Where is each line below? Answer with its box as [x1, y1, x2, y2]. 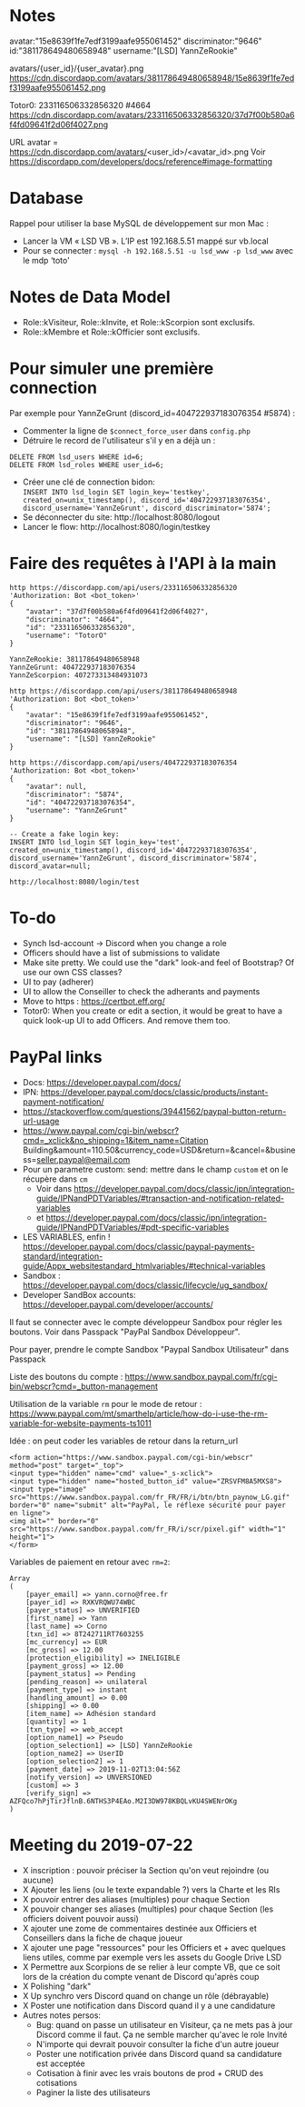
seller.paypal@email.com [35, 1153, 131, 1164]
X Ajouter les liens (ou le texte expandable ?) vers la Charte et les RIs [22, 1883, 280, 1895]
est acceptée [35, 2058, 86, 2069]
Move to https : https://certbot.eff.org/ [22, 995, 165, 1006]
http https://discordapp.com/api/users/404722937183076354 [9, 758, 238, 767]
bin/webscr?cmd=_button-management [9, 1381, 159, 1392]
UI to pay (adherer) [22, 976, 94, 987]
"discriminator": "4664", [25, 614, 124, 624]
